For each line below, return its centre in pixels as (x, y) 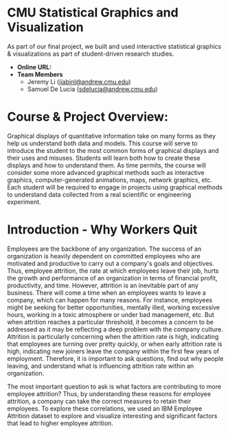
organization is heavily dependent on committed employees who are (104, 256)
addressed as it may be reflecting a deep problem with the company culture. (115, 329)
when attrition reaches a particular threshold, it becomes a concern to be (111, 322)
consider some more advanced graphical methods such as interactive (106, 172)
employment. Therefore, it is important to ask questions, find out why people (115, 358)
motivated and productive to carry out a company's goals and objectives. (111, 263)
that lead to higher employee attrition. (60, 423)
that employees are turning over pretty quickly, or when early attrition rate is (115, 344)
